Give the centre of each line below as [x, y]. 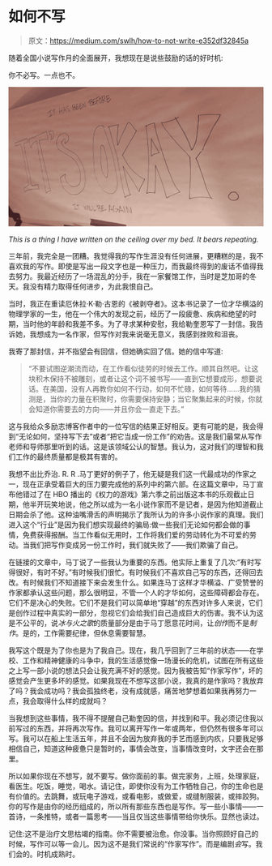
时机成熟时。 [57, 854]
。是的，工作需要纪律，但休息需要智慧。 [83, 632]
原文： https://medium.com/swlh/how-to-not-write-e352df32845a [138, 41]
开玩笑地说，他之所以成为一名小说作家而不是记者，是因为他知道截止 [150, 504]
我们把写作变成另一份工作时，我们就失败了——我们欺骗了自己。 [136, 545]
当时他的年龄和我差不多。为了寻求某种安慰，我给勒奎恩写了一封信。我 [139, 324]
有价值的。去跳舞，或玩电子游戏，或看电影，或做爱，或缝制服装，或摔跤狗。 [136, 796]
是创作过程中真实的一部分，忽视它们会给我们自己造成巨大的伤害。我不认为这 [136, 612]
